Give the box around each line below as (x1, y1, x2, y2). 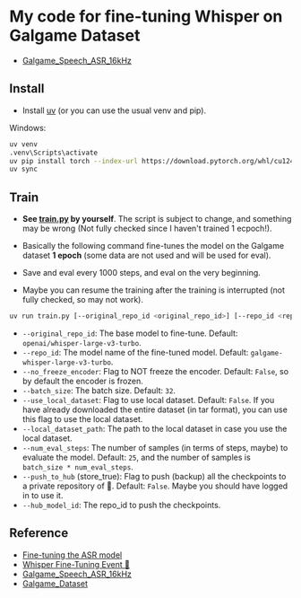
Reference (9, 525, 69, 541)
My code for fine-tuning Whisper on (9, 6, 283, 27)
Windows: (9, 122, 47, 133)
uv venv (9, 139, 39, 149)
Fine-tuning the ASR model (21, 550, 123, 560)
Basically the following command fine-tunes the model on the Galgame (21, 241, 285, 251)
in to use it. (21, 489, 64, 500)
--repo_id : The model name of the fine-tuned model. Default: (21, 347, 249, 357)
